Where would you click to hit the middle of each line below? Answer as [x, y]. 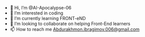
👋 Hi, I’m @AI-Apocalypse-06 [41, 8]
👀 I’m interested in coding [37, 13]
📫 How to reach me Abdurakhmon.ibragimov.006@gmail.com [75, 29]
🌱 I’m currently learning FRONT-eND [48, 18]
